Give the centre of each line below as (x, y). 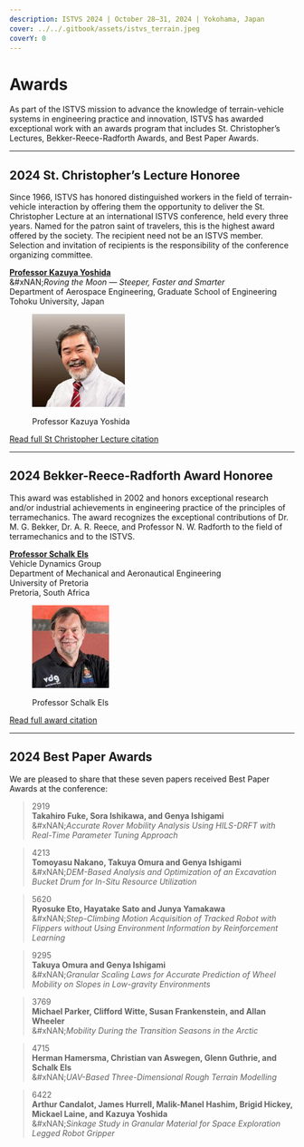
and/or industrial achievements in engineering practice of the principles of (147, 507)
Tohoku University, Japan (57, 301)
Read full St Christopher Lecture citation (84, 439)
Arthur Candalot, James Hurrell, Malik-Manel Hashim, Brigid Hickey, (162, 1104)
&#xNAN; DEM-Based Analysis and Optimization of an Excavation (154, 871)
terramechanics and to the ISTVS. (72, 536)
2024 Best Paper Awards (81, 757)
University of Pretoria (49, 583)
